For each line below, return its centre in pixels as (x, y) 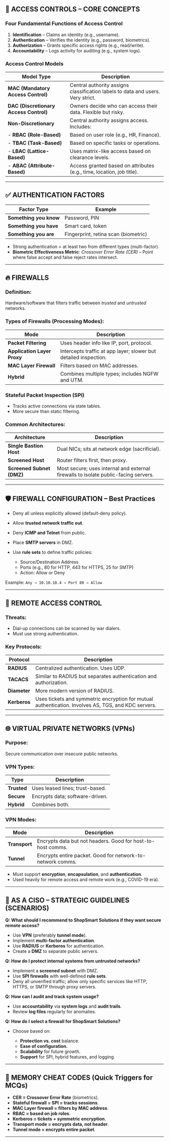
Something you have (33, 226)
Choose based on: (31, 1031)
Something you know (34, 218)
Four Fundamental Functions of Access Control (64, 24)
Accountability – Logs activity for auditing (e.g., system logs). (77, 50)
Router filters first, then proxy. (92, 460)
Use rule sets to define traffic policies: (52, 552)
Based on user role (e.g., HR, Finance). (115, 135)
